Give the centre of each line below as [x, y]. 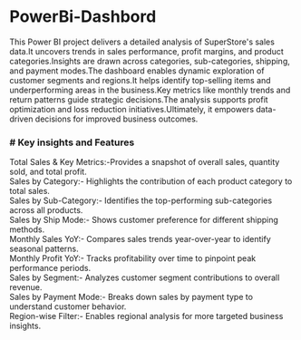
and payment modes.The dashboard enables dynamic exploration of [137, 71]
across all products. [46, 210]
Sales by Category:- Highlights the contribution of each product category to [151, 181]
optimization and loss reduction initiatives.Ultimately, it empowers [132, 109]
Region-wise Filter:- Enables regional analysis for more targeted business [146, 316]
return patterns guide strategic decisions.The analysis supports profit [139, 99]
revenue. [26, 287]
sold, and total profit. [49, 172]
